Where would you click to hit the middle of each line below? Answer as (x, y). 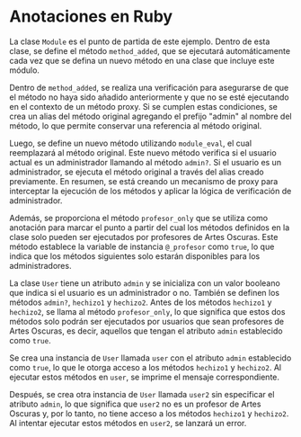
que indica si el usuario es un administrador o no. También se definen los (145, 292)
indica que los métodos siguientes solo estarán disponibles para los (135, 256)
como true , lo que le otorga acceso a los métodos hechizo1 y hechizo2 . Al (145, 367)
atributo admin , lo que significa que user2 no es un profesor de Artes (135, 404)
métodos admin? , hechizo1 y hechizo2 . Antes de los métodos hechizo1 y (141, 302)
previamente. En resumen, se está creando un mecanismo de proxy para (144, 181)
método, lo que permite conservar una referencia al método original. (136, 125)
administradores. (40, 265)
